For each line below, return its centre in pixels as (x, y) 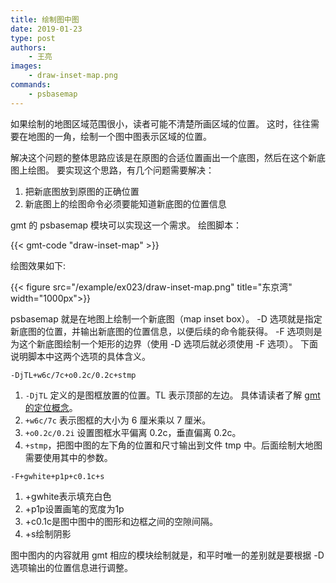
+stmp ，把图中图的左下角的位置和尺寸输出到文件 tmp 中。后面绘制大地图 (173, 445)
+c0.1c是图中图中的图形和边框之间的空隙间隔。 (121, 521)
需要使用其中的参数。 (68, 457)
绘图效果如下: (38, 265)
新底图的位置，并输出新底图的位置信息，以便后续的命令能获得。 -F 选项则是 (166, 331)
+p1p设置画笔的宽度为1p (74, 508)
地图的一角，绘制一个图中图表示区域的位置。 (119, 136)
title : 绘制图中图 (45, 19)
